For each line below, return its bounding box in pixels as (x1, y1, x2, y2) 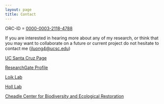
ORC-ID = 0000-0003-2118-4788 (5, 25, 73, 31)
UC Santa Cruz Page (5, 55, 47, 61)
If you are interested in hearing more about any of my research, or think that (5, 35, 159, 41)
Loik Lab (5, 74, 23, 80)
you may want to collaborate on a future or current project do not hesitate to (5, 40, 159, 46)
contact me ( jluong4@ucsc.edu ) (5, 45, 71, 51)
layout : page (5, 7, 32, 12)
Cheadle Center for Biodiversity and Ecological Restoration (5, 93, 124, 99)
